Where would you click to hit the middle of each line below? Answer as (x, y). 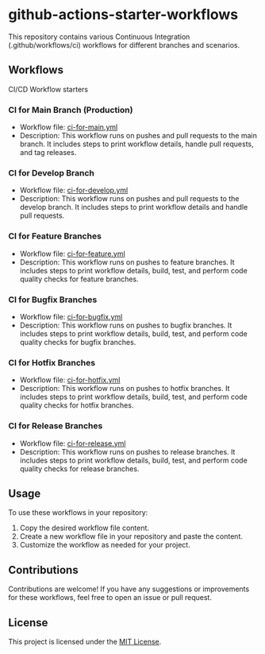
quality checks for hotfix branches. (77, 405)
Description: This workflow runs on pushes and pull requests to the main (138, 136)
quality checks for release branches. (79, 468)
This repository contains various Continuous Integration (99, 37)
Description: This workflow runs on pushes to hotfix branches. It (125, 389)
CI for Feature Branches (55, 236)
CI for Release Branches (56, 426)
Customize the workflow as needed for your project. (105, 545)
